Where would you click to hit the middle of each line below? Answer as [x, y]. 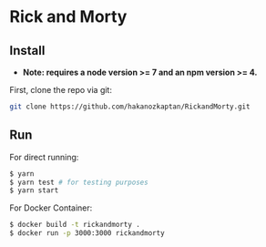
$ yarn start [34, 190]
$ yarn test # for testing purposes [79, 182]
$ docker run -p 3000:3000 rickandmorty [87, 233]
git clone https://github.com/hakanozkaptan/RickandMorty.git [130, 107]
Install [27, 51]
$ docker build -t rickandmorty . [75, 225]
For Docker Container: [51, 208]
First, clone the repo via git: [61, 90]
